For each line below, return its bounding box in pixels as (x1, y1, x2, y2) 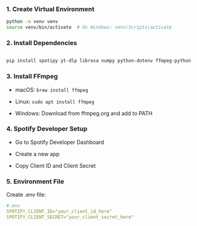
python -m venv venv (6, 19, 59, 25)
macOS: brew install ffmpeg (15, 86, 88, 93)
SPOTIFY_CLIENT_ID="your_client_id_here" (6, 208, 113, 214)
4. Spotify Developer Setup (6, 125, 88, 133)
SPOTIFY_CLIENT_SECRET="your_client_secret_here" (6, 214, 135, 220)
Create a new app (15, 150, 60, 157)
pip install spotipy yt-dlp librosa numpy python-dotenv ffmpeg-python (6, 58, 191, 64)
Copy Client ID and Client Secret (15, 162, 96, 169)
